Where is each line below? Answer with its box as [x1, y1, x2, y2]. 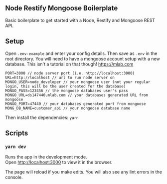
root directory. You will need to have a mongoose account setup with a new [5, 55, 161, 61]
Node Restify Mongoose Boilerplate [5, 4, 118, 12]
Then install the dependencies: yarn [5, 114, 79, 120]
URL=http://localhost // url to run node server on [5, 75, 115, 80]
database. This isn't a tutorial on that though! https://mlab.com [5, 61, 134, 67]
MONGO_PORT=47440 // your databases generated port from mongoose [5, 101, 146, 106]
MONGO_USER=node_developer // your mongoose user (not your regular [5, 79, 151, 84]
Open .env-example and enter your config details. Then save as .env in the [5, 50, 158, 56]
